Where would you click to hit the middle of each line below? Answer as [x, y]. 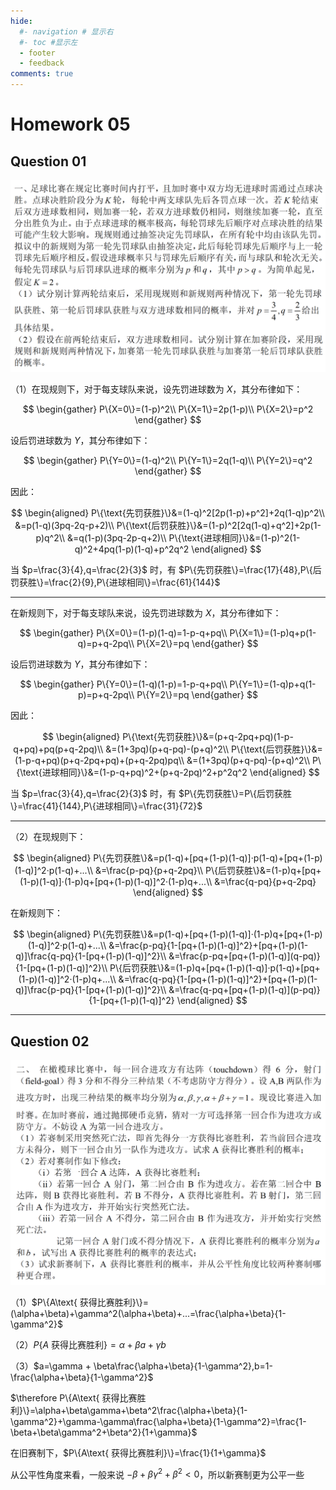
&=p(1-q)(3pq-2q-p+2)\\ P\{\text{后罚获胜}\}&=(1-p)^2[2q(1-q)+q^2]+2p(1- [168, 526]
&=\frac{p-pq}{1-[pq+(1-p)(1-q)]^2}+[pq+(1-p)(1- [208, 946]
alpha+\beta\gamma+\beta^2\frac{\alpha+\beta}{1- [143, 1410]
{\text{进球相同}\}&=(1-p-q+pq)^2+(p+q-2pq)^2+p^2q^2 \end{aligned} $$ [168, 772]
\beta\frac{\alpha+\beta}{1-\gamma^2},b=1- [183, 1366]
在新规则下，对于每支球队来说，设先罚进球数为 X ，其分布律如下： [146, 613]
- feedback [42, 63]
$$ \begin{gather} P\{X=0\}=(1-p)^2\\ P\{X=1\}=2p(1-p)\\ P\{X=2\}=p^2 [168, 409]
